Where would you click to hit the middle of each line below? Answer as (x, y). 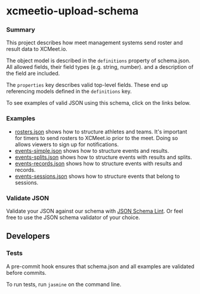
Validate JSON (28, 198)
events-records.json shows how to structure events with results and (98, 163)
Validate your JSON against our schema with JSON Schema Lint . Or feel (95, 211)
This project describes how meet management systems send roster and (95, 43)
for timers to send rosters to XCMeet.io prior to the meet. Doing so (96, 138)
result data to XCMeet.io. (37, 49)
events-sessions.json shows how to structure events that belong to (97, 176)
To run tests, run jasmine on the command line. (64, 284)
